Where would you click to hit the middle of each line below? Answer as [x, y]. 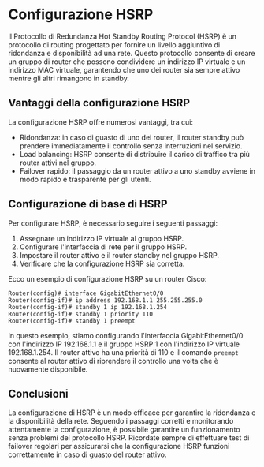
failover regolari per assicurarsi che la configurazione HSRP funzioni [119, 446]
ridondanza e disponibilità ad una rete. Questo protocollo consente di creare [132, 53]
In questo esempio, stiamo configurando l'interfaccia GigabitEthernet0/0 [126, 335]
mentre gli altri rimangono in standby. [69, 78]
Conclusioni [38, 393]
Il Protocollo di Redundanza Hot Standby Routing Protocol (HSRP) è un [123, 36]
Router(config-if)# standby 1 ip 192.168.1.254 [88, 307]
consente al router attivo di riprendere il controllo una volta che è [113, 361]
